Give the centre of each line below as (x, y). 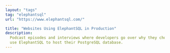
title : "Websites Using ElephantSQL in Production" (61, 28)
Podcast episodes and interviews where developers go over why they (83, 38)
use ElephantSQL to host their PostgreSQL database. (67, 43)
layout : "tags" (21, 10)
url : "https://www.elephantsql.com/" (45, 19)
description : (19, 33)
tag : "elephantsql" (26, 15)
